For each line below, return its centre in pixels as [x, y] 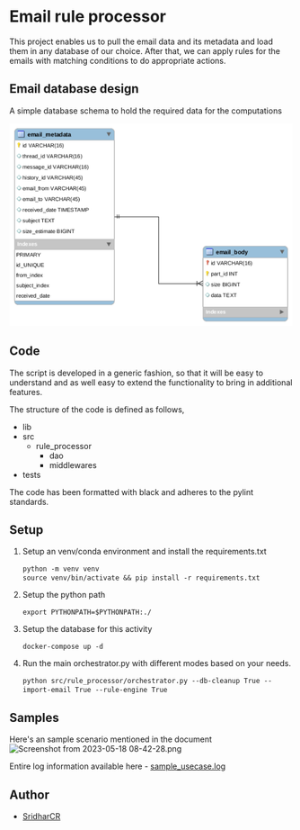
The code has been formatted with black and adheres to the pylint [132, 492]
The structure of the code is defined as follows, [97, 409]
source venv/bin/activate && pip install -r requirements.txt [141, 578]
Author [29, 794]
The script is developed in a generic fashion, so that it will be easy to [136, 373]
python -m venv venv [61, 569]
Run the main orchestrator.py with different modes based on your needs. [157, 663]
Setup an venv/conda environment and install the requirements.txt [144, 552]
